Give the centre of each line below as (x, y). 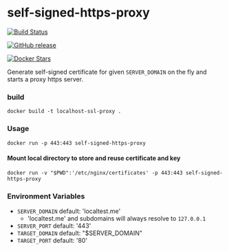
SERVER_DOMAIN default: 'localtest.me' (69, 211)
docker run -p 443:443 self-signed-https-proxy (77, 143)
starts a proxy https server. (45, 79)
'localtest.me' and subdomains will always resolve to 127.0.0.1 (117, 219)
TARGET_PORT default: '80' (52, 241)
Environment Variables (46, 196)
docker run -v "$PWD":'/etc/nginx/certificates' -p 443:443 (95, 173)
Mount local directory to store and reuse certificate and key (94, 158)
